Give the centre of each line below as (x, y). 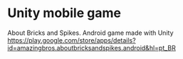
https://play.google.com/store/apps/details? (72, 40)
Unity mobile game (64, 13)
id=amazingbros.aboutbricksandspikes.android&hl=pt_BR (91, 48)
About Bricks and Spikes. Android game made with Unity (90, 33)
